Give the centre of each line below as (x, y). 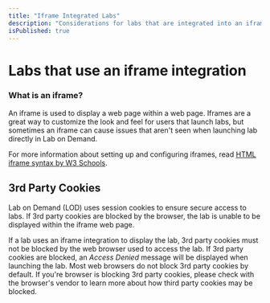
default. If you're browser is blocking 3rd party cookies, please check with (131, 274)
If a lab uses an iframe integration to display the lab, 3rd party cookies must (133, 240)
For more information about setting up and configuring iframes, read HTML (132, 154)
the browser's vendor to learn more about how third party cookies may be (131, 283)
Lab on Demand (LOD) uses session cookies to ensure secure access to (127, 207)
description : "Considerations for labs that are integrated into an (125, 23)
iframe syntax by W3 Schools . (58, 162)
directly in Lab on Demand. (53, 138)
